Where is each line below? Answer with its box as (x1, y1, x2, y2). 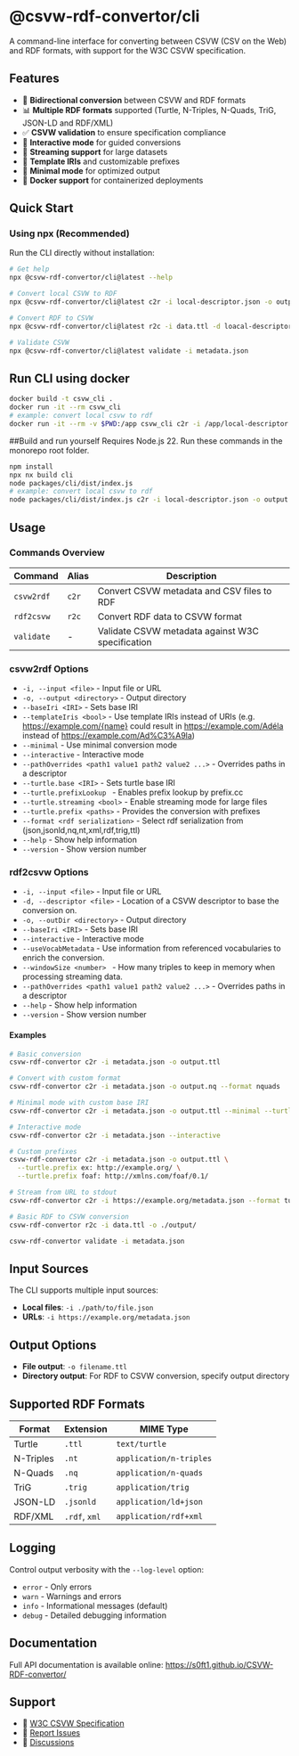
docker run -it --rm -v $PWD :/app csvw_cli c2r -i (9, 419, 201, 429)
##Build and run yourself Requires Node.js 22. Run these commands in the (9, 435, 283, 446)
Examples (9, 1030, 47, 1040)
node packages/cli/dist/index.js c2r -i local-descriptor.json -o (9, 495, 261, 504)
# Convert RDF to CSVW (9, 314, 93, 323)
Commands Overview (9, 546, 105, 559)
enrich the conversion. (21, 952, 105, 963)
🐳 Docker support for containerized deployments (21, 175, 204, 185)
